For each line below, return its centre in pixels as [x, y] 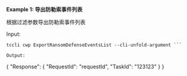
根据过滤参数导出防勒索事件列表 [46, 22]
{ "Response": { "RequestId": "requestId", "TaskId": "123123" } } [85, 66]
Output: [16, 56]
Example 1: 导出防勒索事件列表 [44, 9]
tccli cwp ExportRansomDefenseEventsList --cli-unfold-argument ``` [94, 45]
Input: [14, 34]
